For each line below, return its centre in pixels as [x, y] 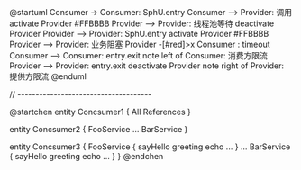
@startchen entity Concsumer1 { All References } [100, 112]
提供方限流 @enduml [48, 76]
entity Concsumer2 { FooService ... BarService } [99, 129]
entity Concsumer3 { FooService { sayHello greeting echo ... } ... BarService [150, 147]
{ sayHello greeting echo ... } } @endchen [87, 156]
